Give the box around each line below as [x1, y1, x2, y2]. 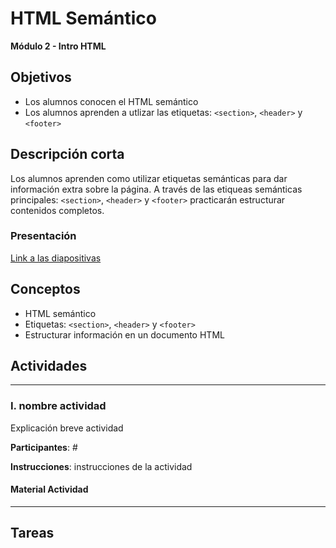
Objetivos [10, 69, 72, 86]
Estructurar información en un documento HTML [24, 328, 225, 341]
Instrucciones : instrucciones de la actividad [10, 460, 193, 472]
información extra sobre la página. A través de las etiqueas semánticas [10, 183, 303, 195]
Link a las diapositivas [10, 252, 102, 264]
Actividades [10, 358, 88, 375]
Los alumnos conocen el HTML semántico [24, 95, 199, 107]
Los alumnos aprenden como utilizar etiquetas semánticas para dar [10, 172, 288, 184]
